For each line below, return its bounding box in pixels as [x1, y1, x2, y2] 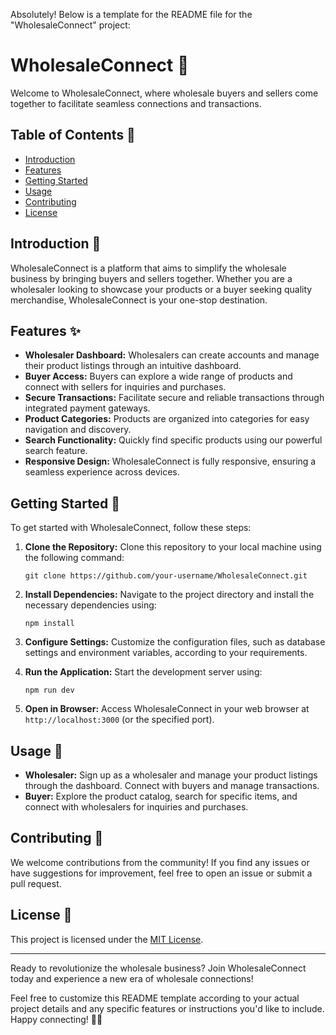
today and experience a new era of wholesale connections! [10, 972, 254, 984]
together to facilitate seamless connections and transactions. [10, 97, 262, 109]
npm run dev [24, 685, 75, 696]
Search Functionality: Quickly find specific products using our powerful [24, 434, 323, 446]
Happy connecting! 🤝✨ [10, 1013, 103, 1025]
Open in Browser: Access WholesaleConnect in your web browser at [24, 703, 310, 715]
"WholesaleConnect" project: [10, 19, 131, 31]
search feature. [24, 445, 88, 457]
